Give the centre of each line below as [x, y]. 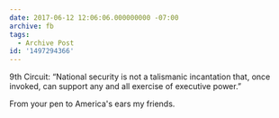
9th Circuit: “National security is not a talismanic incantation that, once [140, 77]
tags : [19, 34]
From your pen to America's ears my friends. [92, 104]
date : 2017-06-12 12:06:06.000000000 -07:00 [94, 18]
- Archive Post [46, 43]
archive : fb [31, 26]
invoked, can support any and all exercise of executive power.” [125, 86]
